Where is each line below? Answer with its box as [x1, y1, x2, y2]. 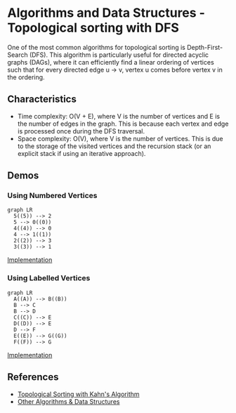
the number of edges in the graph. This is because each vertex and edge [17, 119, 229, 128]
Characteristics [7, 93, 77, 105]
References [7, 371, 59, 383]
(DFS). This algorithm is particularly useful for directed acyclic [29, 51, 209, 59]
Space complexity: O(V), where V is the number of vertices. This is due [17, 134, 223, 143]
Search [7, 51, 28, 59]
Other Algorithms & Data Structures [17, 397, 120, 405]
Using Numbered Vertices [7, 191, 98, 201]
